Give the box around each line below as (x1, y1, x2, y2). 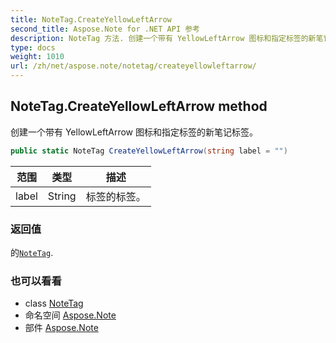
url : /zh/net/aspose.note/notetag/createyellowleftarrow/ (10, 61, 257, 71)
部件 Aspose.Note (24, 322, 99, 334)
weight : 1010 (10, 52, 65, 62)
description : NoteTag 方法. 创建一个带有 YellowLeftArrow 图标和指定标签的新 (10, 33, 317, 43)
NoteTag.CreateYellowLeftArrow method (10, 98, 268, 115)
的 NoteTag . (10, 246, 54, 258)
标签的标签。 (85, 189, 147, 203)
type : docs (10, 42, 56, 53)
